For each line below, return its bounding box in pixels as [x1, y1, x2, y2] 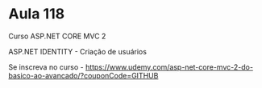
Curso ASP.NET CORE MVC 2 [8, 31, 106, 41]
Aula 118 [8, 5, 65, 23]
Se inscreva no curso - [8, 62, 84, 72]
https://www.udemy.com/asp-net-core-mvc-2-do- [85, 62, 254, 72]
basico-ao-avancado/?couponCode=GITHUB [8, 70, 159, 80]
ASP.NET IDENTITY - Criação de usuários [8, 46, 148, 56]
